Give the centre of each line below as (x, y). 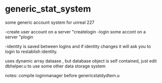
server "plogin (19, 37)
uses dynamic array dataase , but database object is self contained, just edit (81, 61)
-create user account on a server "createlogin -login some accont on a (75, 32)
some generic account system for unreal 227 (50, 22)
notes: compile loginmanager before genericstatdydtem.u (62, 75)
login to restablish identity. (31, 51)
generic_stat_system (48, 9)
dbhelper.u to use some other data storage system (55, 66)
